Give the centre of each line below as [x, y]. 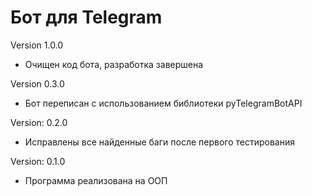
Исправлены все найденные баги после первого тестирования [160, 142]
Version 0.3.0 [37, 83]
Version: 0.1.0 [38, 161]
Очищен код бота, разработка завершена [114, 64]
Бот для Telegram [86, 17]
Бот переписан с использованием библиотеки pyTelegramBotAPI [163, 103]
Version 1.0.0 [37, 45]
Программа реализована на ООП [96, 180]
